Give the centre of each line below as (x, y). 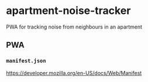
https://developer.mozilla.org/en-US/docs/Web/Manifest (74, 73)
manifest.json (26, 61)
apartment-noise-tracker (68, 11)
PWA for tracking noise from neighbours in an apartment (74, 27)
